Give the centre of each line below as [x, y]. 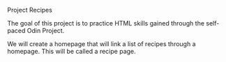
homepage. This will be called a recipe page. [71, 51]
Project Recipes [30, 10]
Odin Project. [46, 31]
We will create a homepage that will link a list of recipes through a [102, 44]
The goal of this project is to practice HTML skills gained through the [106, 23]
